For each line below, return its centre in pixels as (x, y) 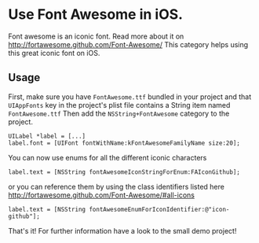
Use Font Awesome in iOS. (95, 15)
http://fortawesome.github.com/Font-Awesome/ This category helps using (128, 44)
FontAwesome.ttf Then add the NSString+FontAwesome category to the (119, 113)
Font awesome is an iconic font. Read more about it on (96, 36)
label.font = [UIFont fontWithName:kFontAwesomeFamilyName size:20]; (124, 143)
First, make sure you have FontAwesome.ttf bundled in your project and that (130, 97)
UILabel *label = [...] (47, 136)
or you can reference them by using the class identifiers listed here (117, 186)
